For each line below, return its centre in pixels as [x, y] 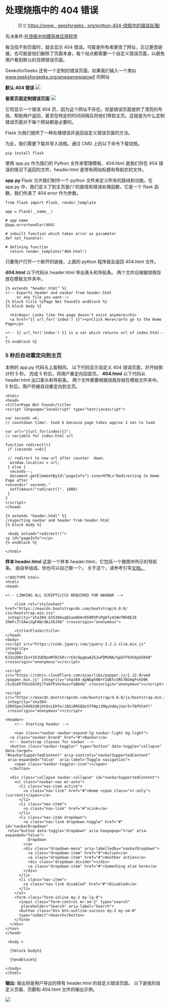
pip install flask [25, 153]
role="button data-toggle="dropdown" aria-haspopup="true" [71, 831]
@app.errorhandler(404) [30, 225]
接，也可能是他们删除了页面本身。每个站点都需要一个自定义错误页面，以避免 [85, 53]
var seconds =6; [22, 418]
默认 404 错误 [20, 87]
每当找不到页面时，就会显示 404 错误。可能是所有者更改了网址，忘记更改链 [84, 47]
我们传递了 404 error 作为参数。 [48, 193]
